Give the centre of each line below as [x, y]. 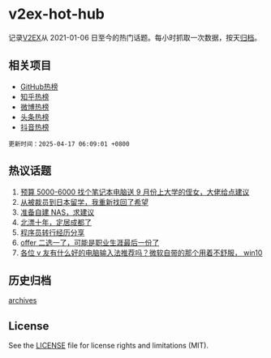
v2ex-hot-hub [57, 14]
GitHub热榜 [39, 87]
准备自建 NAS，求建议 [57, 212]
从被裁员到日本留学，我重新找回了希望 [84, 202]
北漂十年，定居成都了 [56, 222]
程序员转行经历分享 [52, 232]
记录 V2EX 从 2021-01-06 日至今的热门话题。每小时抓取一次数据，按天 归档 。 [135, 37]
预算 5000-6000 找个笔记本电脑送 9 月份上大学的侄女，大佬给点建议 [135, 192]
